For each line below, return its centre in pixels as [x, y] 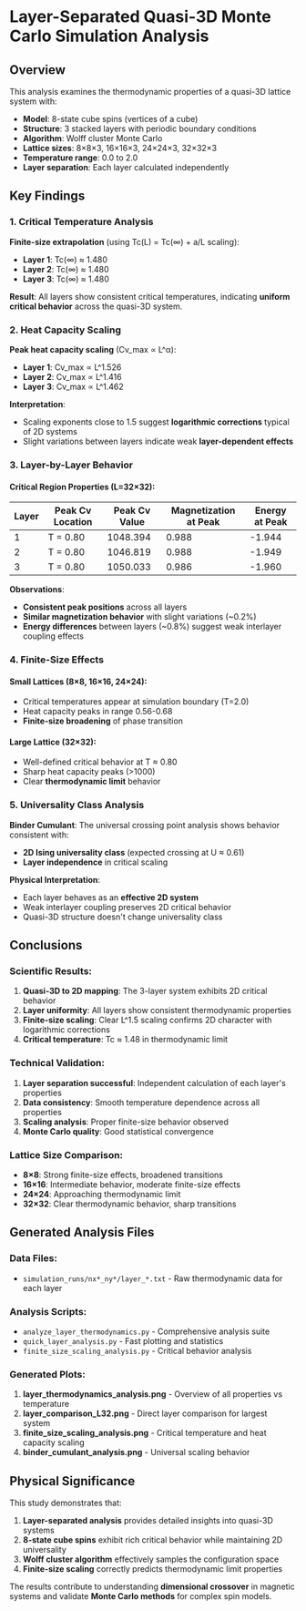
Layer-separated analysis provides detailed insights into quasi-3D [148, 1521]
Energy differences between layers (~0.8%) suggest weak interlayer [152, 627]
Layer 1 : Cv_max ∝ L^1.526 [72, 367]
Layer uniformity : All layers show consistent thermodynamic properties [157, 1011]
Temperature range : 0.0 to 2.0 [80, 158]
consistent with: [39, 835]
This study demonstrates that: [66, 1503]
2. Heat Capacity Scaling [65, 330]
